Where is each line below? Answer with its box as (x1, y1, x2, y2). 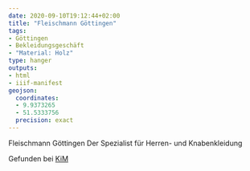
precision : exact (15, 116, 74, 124)
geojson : (8, 86, 38, 95)
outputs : (8, 64, 38, 72)
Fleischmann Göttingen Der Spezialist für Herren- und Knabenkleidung (8, 138, 243, 148)
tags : (8, 26, 27, 35)
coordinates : (15, 94, 59, 102)
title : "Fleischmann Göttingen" (8, 19, 117, 27)
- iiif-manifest (8, 79, 63, 87)
